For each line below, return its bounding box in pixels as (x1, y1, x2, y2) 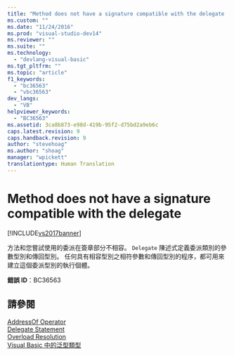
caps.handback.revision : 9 (7, 134, 86, 141)
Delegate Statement (7, 324, 65, 334)
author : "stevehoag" (7, 141, 68, 148)
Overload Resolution (7, 332, 67, 341)
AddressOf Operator (7, 317, 67, 326)
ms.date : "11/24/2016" (7, 23, 74, 30)
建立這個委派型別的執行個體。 (7, 261, 93, 269)
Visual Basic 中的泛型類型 (7, 341, 82, 349)
